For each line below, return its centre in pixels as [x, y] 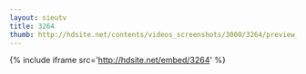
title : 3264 [32, 26]
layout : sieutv [38, 18]
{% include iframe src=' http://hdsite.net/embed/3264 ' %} [117, 60]
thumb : [22, 34]
